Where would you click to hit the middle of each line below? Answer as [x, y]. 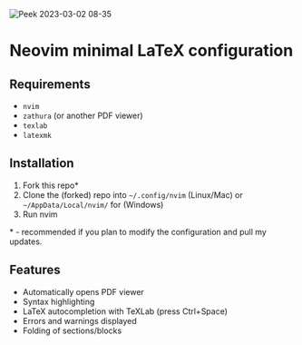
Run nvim [40, 214]
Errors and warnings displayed [80, 320]
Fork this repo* [50, 185]
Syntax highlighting [58, 301]
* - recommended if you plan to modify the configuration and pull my [138, 232]
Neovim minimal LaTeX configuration [151, 51]
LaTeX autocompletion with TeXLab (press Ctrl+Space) [125, 311]
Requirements [50, 84]
